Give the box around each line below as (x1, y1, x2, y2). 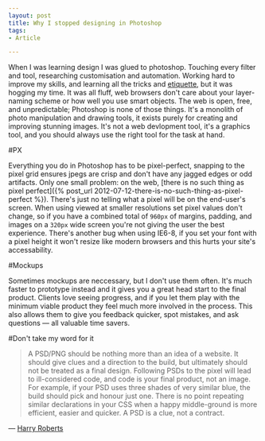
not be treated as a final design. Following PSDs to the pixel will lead (27, 366, 252, 376)
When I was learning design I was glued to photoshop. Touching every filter (8, 63, 256, 72)
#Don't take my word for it (8, 334, 94, 343)
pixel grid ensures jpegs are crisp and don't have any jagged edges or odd (8, 169, 253, 179)
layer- (236, 88, 255, 98)
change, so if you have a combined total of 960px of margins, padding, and (8, 211, 252, 221)
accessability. (8, 246, 53, 255)
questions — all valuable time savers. (8, 319, 130, 328)
